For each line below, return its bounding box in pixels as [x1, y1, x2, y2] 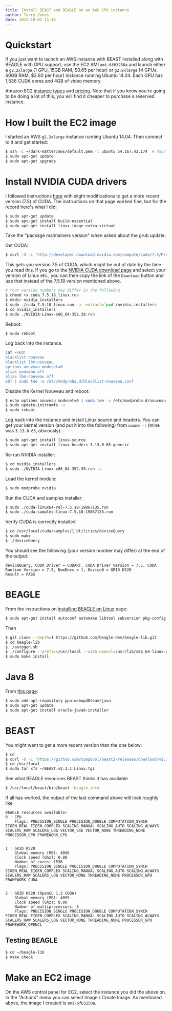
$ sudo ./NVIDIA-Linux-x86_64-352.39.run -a [5, 466, 102, 471]
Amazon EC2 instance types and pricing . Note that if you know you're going [5, 88, 165, 94]
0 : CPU [5, 815, 22, 820]
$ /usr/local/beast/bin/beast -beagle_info [5, 785, 100, 790]
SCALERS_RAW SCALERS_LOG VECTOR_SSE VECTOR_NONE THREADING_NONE [5, 828, 145, 833]
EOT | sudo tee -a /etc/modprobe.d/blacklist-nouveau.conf [5, 379, 134, 384]
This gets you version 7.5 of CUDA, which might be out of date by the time [5, 262, 162, 268]
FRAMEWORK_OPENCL [5, 922, 42, 927]
